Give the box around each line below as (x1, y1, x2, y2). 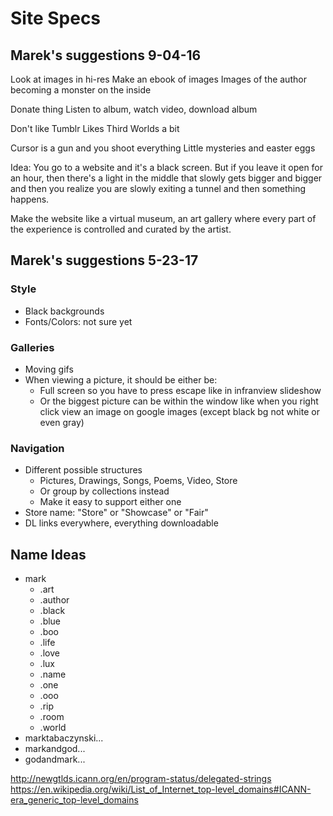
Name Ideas (10, 546, 87, 563)
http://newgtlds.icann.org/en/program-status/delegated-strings (10, 773, 272, 785)
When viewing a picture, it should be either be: (24, 373, 218, 386)
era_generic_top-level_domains (10, 794, 139, 806)
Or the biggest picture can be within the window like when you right (39, 395, 319, 407)
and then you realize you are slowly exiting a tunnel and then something (10, 183, 307, 194)
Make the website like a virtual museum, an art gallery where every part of (10, 213, 317, 224)
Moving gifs (24, 363, 74, 375)
